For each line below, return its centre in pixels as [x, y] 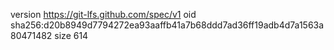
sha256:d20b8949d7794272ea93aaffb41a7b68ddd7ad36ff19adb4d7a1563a [167, 25]
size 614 [71, 35]
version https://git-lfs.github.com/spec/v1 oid [103, 14]
